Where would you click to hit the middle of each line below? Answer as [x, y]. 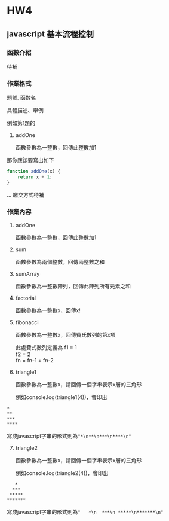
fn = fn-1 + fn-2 [35, 361]
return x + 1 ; [35, 177]
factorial [26, 298]
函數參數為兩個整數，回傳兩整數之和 [60, 262]
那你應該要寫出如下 [30, 160]
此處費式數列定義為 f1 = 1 [46, 348]
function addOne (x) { [34, 172]
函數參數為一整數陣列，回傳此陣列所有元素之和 [73, 286]
